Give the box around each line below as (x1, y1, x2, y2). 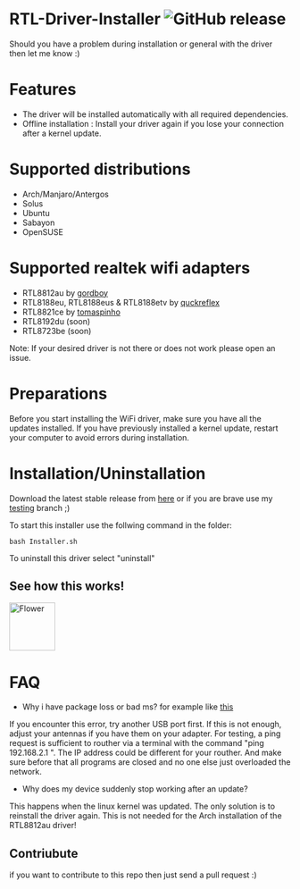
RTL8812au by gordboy (21, 287, 109, 298)
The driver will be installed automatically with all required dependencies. (21, 108, 288, 120)
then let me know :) (9, 47, 80, 58)
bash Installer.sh (9, 537, 78, 546)
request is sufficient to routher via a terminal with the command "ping (9, 738, 265, 749)
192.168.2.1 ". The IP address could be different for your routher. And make (9, 747, 282, 759)
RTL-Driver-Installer (9, 9, 161, 29)
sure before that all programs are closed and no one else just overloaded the (9, 757, 291, 767)
